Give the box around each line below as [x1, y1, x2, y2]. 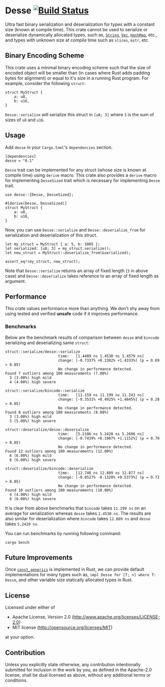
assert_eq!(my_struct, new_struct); [5, 259, 80, 264]
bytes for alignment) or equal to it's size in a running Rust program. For [5, 75, 149, 81]
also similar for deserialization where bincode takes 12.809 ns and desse [5, 515, 151, 521]
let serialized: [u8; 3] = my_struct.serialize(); [5, 246, 111, 251]
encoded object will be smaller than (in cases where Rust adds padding [5, 70, 150, 76]
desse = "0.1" [5, 158, 34, 163]
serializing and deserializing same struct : [5, 339, 90, 346]
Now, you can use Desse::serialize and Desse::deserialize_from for [5, 227, 146, 232]
